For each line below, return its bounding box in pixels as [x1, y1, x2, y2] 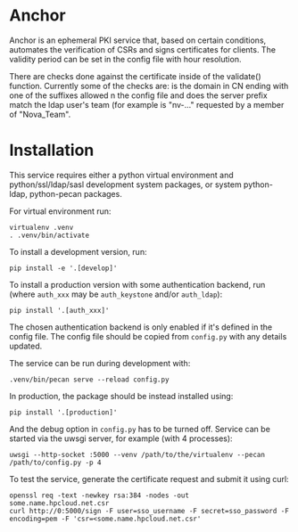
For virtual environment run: [9, 206, 112, 217]
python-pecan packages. [29, 188, 122, 199]
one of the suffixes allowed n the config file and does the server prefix [9, 90, 268, 101]
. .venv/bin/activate [9, 231, 90, 240]
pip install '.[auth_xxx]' [9, 306, 110, 315]
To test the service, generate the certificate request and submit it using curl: [9, 473, 289, 484]
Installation [9, 140, 95, 160]
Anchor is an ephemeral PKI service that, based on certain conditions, [9, 35, 267, 45]
